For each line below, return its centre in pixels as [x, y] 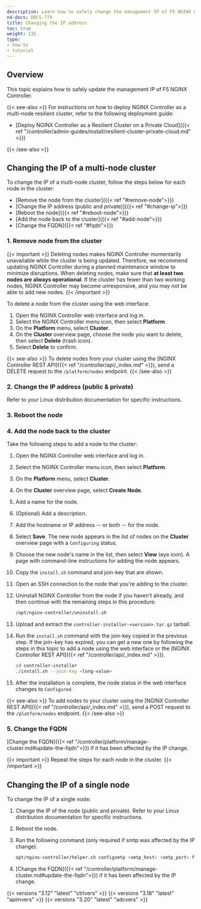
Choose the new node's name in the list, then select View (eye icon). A [103, 554]
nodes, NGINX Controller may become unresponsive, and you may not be [97, 286]
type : [13, 39]
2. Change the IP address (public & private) [70, 387]
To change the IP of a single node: [49, 799]
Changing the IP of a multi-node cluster [81, 168]
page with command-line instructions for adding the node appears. [98, 561]
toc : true [19, 28]
